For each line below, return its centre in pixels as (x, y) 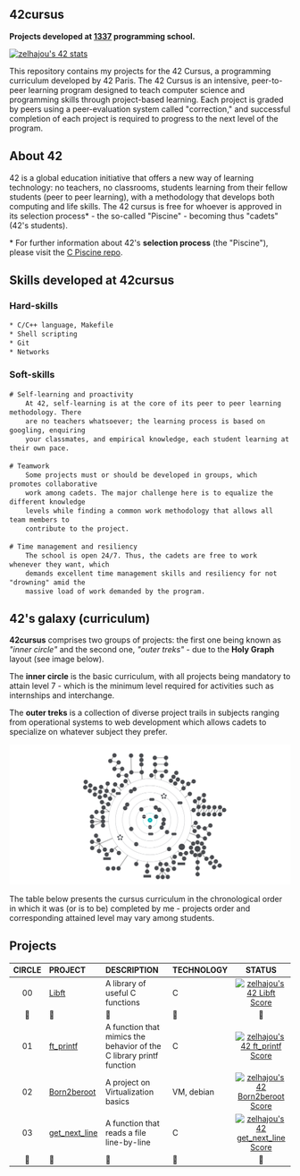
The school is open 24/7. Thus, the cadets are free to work (141, 555)
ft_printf (63, 1046)
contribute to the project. (77, 528)
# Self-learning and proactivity (71, 394)
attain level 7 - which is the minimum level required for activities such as (142, 686)
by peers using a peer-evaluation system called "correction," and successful (150, 109)
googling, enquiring (48, 430)
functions (123, 1002)
